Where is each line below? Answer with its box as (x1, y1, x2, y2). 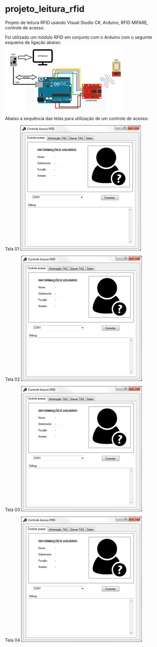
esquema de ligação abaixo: (5, 39, 62, 45)
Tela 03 (5, 507, 20, 513)
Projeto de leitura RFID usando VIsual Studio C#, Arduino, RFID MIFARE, (5, 20, 148, 25)
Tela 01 (5, 246, 19, 252)
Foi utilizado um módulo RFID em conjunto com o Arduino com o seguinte (5, 34, 152, 40)
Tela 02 (5, 376, 20, 382)
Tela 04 (5, 637, 20, 643)
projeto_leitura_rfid (5, 3, 85, 15)
